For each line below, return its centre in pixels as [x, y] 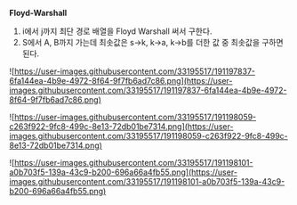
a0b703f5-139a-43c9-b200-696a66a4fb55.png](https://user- [124, 172]
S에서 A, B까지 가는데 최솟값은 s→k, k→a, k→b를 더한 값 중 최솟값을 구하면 [153, 42]
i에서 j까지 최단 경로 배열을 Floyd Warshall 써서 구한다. [117, 31]
